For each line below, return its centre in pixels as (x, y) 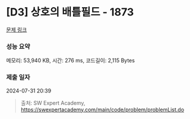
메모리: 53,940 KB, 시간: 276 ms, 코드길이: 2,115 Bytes (71, 60)
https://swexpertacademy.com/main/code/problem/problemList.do (102, 110)
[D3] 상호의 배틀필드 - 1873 (70, 12)
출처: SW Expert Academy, (53, 103)
